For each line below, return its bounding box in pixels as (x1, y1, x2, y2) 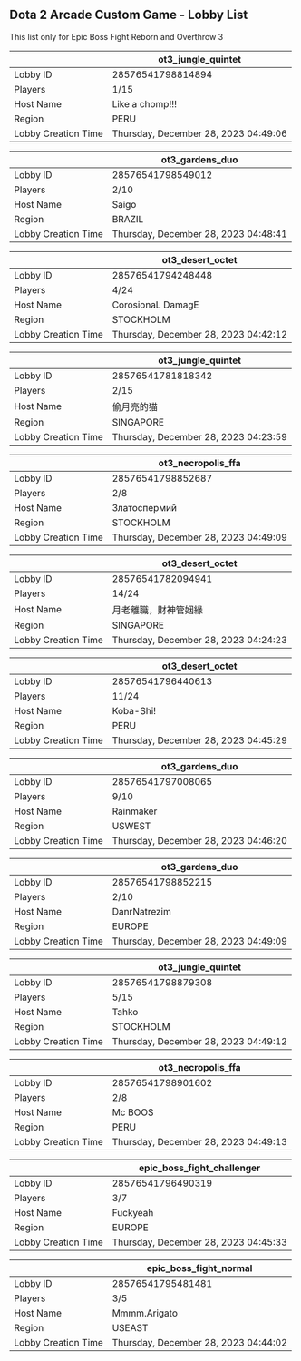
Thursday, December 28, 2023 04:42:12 (112, 328, 287, 340)
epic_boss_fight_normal (146, 1261, 253, 1274)
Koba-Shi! (112, 704, 157, 717)
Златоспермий (112, 501, 177, 514)
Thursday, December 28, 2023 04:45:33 (112, 1236, 287, 1248)
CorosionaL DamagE (112, 299, 199, 311)
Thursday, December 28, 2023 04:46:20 (112, 834, 287, 847)
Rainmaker (112, 805, 158, 818)
